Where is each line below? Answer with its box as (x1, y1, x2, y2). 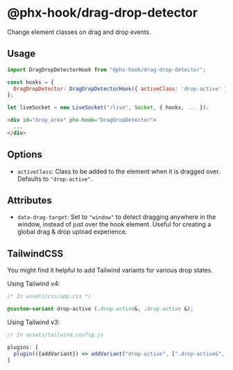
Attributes (7, 194, 52, 206)
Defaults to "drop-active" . (17, 175, 93, 183)
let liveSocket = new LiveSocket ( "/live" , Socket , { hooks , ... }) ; (7, 104, 209, 112)
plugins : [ (7, 344, 39, 351)
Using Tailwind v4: (7, 279, 60, 288)
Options (7, 149, 43, 161)
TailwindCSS (7, 247, 64, 259)
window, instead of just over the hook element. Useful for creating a (17, 220, 212, 229)
